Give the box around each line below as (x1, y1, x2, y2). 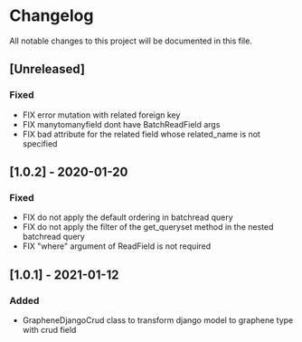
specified (22, 138, 58, 149)
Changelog (9, 5, 94, 26)
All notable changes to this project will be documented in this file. (9, 35, 253, 46)
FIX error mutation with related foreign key (22, 109, 181, 120)
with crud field (22, 325, 77, 335)
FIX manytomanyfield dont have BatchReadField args (22, 119, 221, 129)
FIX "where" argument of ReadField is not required (22, 241, 212, 252)
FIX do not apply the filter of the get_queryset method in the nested (22, 222, 274, 233)
